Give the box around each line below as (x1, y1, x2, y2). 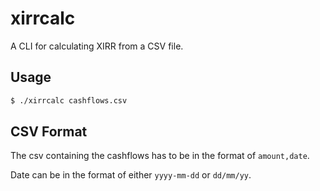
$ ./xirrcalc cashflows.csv (10, 95, 128, 106)
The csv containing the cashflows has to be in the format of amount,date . (10, 150, 310, 162)
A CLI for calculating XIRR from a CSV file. (10, 40, 184, 52)
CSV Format (10, 123, 88, 141)
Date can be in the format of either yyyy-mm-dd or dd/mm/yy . (10, 169, 252, 181)
